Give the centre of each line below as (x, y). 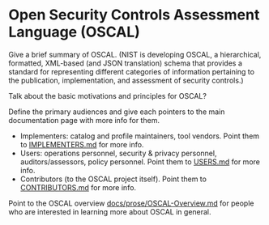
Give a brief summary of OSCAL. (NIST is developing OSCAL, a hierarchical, (135, 54)
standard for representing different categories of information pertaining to (132, 71)
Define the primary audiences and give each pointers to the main (117, 112)
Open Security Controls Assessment (134, 15)
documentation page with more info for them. (84, 120)
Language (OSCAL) (74, 32)
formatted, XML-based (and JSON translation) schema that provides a (126, 63)
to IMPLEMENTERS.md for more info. (82, 144)
